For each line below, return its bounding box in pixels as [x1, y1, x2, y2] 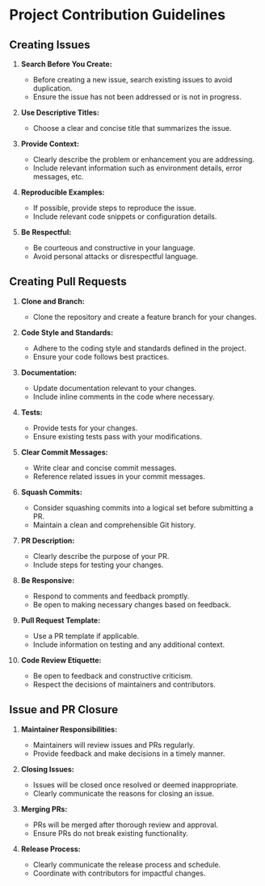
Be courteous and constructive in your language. [32, 243, 196, 252]
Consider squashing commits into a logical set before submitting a [32, 502, 254, 512]
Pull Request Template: [20, 615, 101, 625]
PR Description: [20, 535, 75, 545]
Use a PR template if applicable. [32, 631, 140, 640]
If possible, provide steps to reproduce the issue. [32, 204, 196, 212]
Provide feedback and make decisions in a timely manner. [32, 749, 225, 758]
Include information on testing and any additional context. [32, 640, 225, 649]
